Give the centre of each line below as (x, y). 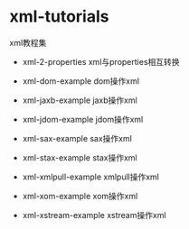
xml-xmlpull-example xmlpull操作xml (91, 177)
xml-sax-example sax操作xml (77, 138)
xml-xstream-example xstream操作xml (94, 215)
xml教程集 (28, 42)
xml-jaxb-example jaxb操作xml (80, 100)
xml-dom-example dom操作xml (81, 81)
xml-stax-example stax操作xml (80, 157)
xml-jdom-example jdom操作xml (83, 119)
